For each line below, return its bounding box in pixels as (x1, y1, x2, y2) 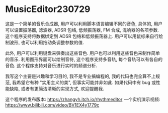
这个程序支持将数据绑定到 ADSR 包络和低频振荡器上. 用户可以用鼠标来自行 (5, 33, 159, 39)
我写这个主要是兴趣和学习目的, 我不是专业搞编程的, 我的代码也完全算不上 (5, 73, 156, 79)
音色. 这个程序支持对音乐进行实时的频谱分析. (5, 62, 98, 68)
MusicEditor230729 (5, 3, 91, 15)
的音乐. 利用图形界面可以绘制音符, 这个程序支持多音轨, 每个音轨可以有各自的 (5, 56, 162, 62)
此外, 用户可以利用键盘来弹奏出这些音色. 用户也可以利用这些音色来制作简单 (5, 50, 160, 56)
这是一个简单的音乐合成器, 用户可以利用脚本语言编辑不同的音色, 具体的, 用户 (5, 20, 162, 26)
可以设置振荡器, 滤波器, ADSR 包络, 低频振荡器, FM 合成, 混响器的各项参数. (5, 26, 159, 33)
